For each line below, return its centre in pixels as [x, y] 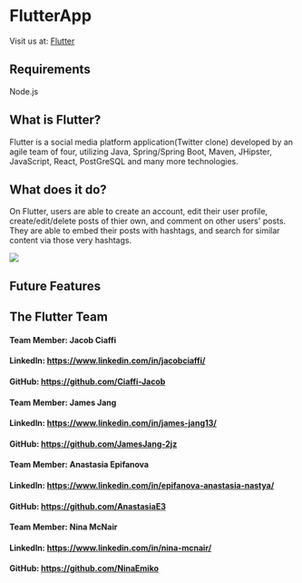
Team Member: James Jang [63, 402]
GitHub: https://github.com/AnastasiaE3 [88, 506]
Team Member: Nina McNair [63, 527]
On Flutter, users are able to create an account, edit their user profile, [139, 212]
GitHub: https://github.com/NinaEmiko [84, 568]
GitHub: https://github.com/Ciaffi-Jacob [88, 381]
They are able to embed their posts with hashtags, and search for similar [145, 231]
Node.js [24, 91]
